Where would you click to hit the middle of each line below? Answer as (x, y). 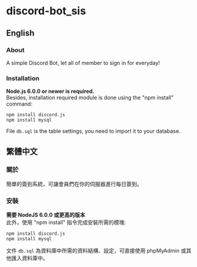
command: (19, 104)
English (20, 33)
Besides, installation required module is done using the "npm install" (90, 98)
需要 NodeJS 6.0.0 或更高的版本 (46, 215)
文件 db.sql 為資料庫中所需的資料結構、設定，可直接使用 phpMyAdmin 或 (96, 251)
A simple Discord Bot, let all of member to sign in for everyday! (83, 63)
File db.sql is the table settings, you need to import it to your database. (93, 131)
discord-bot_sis (46, 11)
